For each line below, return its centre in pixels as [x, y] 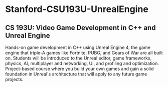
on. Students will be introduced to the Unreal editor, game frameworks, [78, 58]
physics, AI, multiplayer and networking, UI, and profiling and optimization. [82, 63]
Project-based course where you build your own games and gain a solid [79, 69]
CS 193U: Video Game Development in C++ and [80, 28]
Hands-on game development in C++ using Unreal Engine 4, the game [78, 47]
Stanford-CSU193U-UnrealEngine [77, 9]
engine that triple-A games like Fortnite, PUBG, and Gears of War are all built [84, 53]
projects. [14, 79]
